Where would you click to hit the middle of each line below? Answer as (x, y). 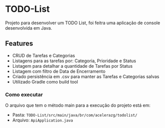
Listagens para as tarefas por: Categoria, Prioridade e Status (74, 61)
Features (19, 44)
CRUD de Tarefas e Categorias (44, 55)
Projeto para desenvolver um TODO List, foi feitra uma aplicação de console (82, 23)
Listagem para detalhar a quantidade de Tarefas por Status (72, 66)
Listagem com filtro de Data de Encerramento (59, 71)
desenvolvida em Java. (29, 28)
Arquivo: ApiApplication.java (43, 120)
